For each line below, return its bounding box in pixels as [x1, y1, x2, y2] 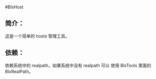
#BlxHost [5, 4, 23, 10]
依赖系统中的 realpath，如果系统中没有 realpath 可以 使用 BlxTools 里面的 [5, 63, 152, 68]
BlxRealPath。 [5, 68, 34, 74]
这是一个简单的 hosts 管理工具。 [5, 33, 69, 39]
